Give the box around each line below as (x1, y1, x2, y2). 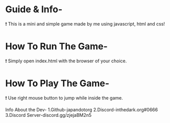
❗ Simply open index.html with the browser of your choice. (5, 58, 127, 64)
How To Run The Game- (5, 41, 108, 52)
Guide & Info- (5, 4, 63, 15)
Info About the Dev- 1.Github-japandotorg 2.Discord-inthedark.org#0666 (5, 106, 158, 113)
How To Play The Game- (5, 78, 110, 89)
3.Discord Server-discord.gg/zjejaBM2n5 (5, 112, 92, 118)
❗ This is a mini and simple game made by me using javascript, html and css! (5, 20, 165, 27)
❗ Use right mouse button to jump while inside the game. (5, 94, 124, 101)
